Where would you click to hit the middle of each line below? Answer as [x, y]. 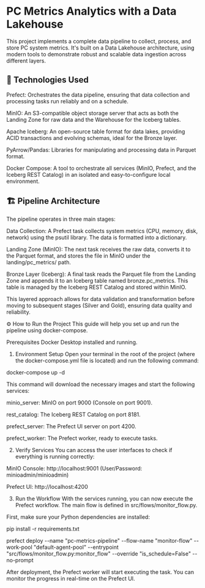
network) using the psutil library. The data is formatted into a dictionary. [97, 237]
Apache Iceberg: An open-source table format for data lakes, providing [96, 131]
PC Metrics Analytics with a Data [91, 11]
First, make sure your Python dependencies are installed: [78, 517]
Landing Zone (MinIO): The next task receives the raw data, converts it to [99, 249]
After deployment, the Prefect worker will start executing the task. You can [100, 572]
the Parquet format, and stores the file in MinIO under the [78, 256]
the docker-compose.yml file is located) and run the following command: [107, 360]
